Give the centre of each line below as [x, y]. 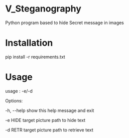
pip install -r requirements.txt [35, 57]
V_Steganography [43, 9]
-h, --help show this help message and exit [50, 110]
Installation [29, 43]
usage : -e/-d [19, 91]
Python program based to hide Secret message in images [65, 23]
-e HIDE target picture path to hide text [45, 120]
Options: [14, 100]
